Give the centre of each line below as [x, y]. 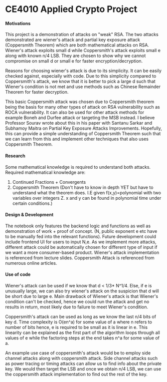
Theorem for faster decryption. [37, 92]
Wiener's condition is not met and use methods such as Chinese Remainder [83, 87]
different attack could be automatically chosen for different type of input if [81, 247]
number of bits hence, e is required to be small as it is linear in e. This [77, 327]
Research [15, 156]
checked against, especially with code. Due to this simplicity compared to [81, 76]
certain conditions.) [32, 203]
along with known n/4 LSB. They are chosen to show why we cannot [76, 56]
